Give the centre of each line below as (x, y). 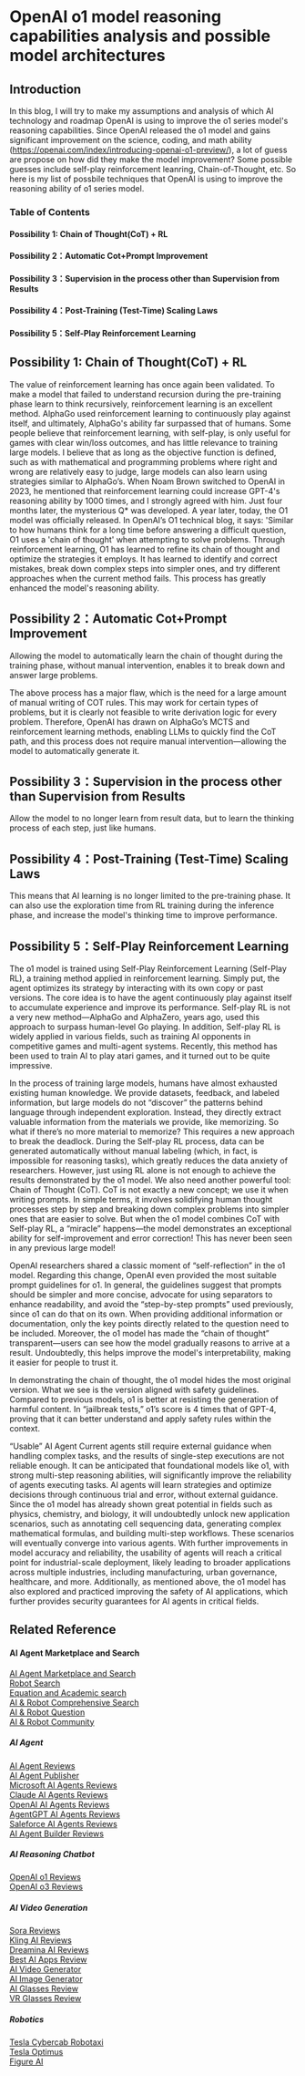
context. (25, 1428)
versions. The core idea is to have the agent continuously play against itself (151, 997)
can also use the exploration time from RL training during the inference (142, 905)
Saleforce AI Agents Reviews (64, 1823)
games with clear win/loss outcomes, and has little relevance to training (144, 442)
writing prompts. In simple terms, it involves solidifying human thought (141, 1199)
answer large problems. (54, 675)
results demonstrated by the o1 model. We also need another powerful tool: (150, 1180)
